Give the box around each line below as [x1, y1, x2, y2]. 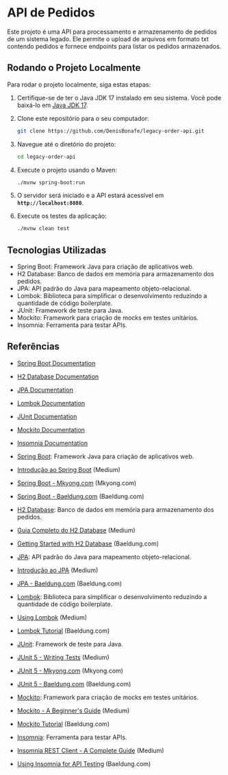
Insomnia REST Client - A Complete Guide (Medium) [16, 746, 164, 754]
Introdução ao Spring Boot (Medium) [16, 465, 121, 473]
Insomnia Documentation [16, 438, 88, 447]
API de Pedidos [7, 5, 95, 21]
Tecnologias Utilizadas [7, 244, 107, 256]
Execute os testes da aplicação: [16, 212, 107, 221]
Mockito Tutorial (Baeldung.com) [16, 719, 110, 728]
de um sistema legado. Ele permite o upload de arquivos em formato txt [7, 34, 209, 43]
